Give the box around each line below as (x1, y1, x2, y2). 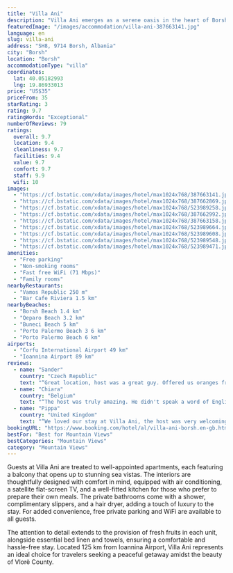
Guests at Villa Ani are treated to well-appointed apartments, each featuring (7, 463, 223, 471)
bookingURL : (7, 424, 42, 432)
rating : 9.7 (7, 107, 42, 114)
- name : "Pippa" (13, 405, 60, 412)
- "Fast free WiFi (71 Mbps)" (13, 269, 101, 276)
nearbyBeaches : (7, 301, 51, 308)
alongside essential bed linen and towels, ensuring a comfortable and (7, 535, 206, 544)
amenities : (7, 250, 39, 257)
